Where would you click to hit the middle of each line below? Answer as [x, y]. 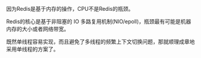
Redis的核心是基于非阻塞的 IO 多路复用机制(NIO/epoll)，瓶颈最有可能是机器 [99, 22]
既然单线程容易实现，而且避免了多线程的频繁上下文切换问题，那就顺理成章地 [100, 42]
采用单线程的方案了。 [32, 49]
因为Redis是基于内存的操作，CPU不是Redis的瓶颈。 [70, 9]
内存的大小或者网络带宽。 [38, 29]
